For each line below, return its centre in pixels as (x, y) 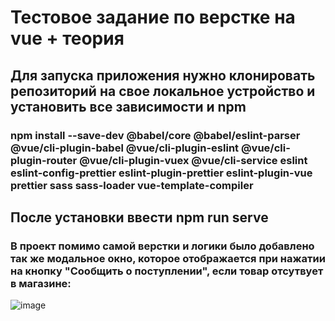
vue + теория (67, 38)
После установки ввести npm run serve (139, 217)
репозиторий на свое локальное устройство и (163, 91)
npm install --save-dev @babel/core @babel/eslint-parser (155, 135)
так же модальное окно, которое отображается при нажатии (168, 258)
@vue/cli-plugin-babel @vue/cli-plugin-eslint (125, 148)
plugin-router (44, 160)
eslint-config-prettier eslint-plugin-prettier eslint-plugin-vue (161, 173)
